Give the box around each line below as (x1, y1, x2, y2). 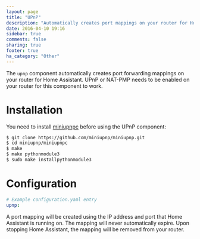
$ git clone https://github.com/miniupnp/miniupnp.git (6, 134, 145, 140)
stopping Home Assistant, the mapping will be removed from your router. (6, 225, 185, 233)
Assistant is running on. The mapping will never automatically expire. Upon (6, 219, 189, 226)
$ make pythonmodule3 (6, 151, 60, 157)
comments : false (6, 36, 46, 42)
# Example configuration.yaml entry (6, 197, 97, 203)
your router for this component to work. (6, 82, 103, 90)
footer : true (6, 48, 39, 54)
